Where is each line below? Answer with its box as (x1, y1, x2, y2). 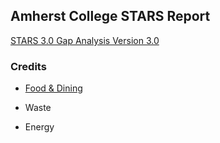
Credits (10, 59, 47, 73)
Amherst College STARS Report (10, 8, 211, 25)
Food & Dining (24, 82, 83, 94)
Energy (24, 121, 55, 133)
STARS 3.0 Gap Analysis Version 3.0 (10, 34, 160, 46)
